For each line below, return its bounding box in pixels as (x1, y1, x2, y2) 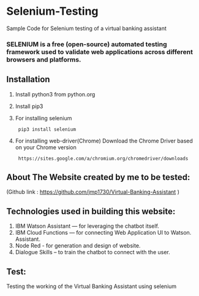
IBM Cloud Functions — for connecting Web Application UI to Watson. (15, 229, 192, 236)
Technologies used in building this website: (6, 206, 176, 216)
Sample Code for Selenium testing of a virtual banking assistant (6, 25, 167, 32)
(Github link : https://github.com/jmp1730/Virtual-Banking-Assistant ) (6, 189, 179, 196)
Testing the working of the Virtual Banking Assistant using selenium (6, 282, 177, 290)
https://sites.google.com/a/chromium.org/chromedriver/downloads (18, 155, 189, 162)
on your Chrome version (15, 143, 77, 151)
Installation (6, 74, 50, 85)
